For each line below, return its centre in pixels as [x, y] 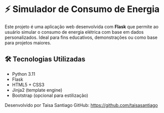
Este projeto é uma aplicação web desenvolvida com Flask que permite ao [82, 26]
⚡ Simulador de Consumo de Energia [82, 9]
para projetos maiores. [28, 42]
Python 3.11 [24, 74]
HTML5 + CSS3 [28, 84]
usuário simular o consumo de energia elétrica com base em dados [74, 32]
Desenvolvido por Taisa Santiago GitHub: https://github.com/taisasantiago [81, 105]
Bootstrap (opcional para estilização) [50, 95]
